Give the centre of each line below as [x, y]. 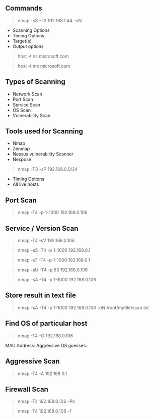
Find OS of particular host [46, 323]
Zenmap [21, 149]
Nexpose [22, 160]
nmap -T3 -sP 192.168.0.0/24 [48, 169]
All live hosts [26, 184]
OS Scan [22, 110]
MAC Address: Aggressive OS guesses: [46, 345]
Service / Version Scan [42, 228]
